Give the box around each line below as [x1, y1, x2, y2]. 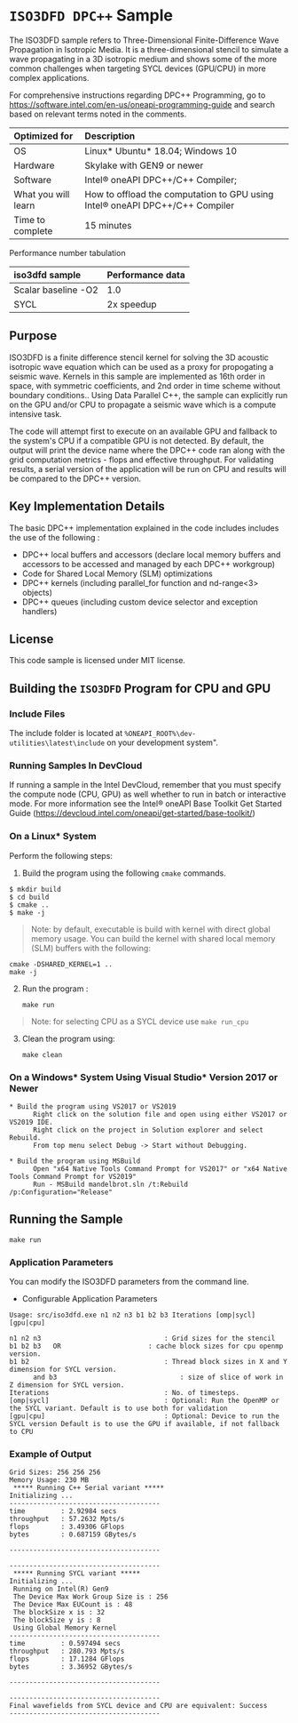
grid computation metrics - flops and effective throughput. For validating [9, 454, 274, 465]
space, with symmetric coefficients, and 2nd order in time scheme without [9, 380, 281, 391]
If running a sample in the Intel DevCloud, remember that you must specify [9, 780, 282, 790]
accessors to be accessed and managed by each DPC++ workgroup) [21, 558, 276, 569]
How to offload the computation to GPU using [84, 188, 274, 200]
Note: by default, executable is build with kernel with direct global [30, 924, 271, 934]
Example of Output [9, 1447, 91, 1460]
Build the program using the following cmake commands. [21, 868, 226, 878]
